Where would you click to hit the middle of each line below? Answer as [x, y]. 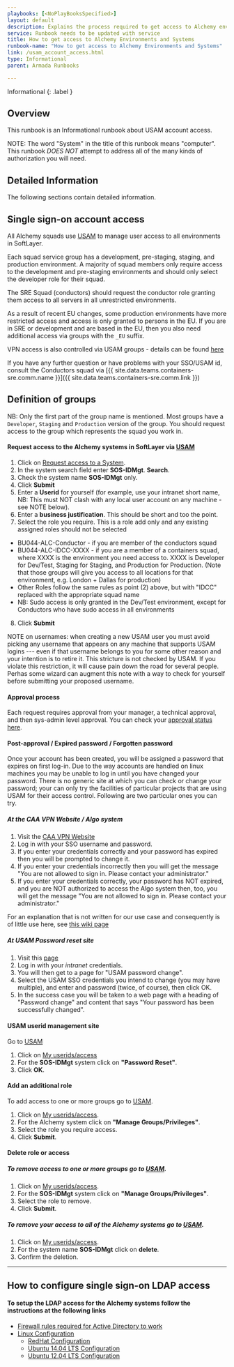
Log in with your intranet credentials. [70, 965]
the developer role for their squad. [56, 279]
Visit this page [38, 958]
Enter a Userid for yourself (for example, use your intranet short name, [119, 492]
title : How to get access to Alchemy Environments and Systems [101, 40]
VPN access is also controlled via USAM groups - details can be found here [116, 349]
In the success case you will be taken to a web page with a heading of [118, 995]
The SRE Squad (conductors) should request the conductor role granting [111, 293]
